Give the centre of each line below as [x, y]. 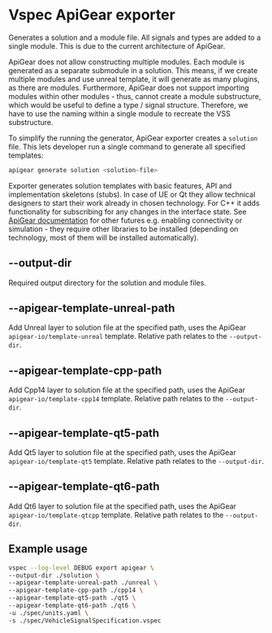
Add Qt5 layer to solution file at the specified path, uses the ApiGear [123, 453]
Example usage [48, 549]
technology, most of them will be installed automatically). [104, 237]
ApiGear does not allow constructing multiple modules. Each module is [127, 62]
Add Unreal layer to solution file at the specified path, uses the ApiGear [127, 327]
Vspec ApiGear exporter [92, 15]
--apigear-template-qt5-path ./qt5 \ [72, 598]
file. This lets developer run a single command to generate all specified [127, 146]
